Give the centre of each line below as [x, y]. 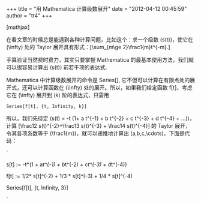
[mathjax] [18, 27]
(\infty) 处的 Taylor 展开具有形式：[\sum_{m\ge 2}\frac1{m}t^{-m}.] [88, 47]
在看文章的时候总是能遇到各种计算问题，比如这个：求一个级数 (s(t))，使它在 [100, 40]
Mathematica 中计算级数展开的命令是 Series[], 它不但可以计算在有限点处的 [98, 80]
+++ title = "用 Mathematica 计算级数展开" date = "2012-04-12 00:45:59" [97, 9]
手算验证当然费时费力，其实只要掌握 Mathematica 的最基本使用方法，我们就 [100, 60]
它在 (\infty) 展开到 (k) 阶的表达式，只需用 [58, 95]
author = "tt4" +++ [29, 16]
